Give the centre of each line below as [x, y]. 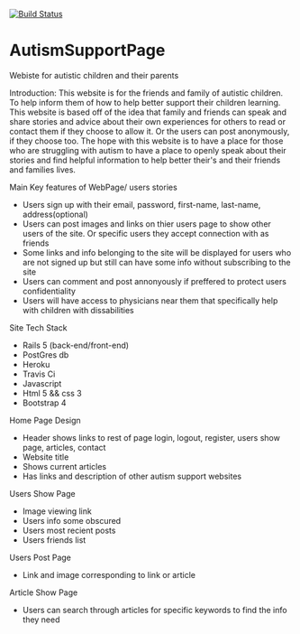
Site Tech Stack [38, 327]
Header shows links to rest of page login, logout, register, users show [151, 437]
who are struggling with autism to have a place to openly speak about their [148, 150]
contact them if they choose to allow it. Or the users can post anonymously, [150, 131]
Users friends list [54, 540]
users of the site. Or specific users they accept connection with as [145, 233]
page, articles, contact [64, 447]
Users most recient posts [69, 530]
